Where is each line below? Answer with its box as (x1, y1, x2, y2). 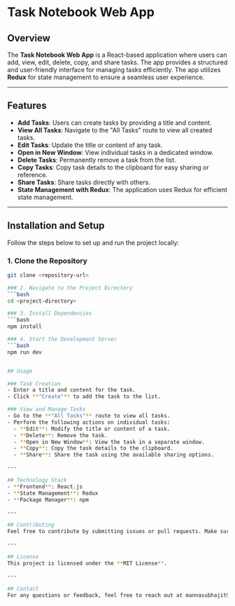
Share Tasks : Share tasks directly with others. (17, 178, 150, 186)
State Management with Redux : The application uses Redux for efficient (17, 185, 227, 193)
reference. (17, 170, 48, 179)
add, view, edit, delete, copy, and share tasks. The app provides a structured (7, 58, 228, 67)
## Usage (7, 367, 33, 375)
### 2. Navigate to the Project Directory (7, 284, 133, 291)
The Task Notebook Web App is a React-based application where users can (7, 50, 227, 59)
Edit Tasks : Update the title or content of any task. (17, 141, 163, 149)
